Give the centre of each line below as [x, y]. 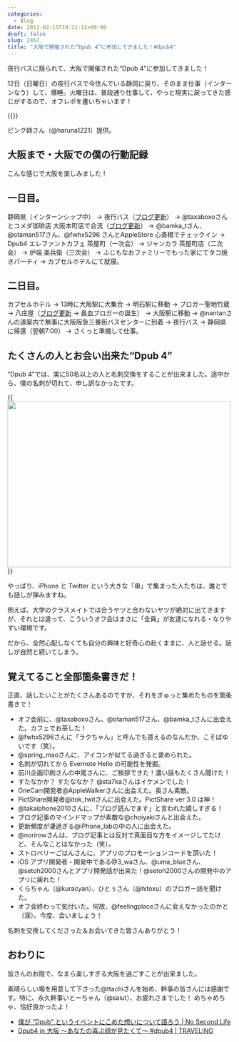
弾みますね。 [51, 595]
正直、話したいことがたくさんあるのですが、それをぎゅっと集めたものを [113, 695]
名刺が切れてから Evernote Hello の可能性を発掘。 [91, 764]
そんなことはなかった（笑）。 [73, 844]
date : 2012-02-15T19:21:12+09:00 [57, 27]
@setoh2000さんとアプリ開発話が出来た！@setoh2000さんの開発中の [122, 871]
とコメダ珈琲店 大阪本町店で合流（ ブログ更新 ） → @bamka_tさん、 [107, 225]
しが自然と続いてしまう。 [45, 652]
